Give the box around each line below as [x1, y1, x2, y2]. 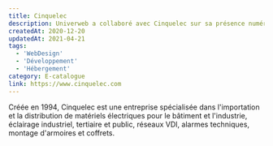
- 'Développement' [15, 58, 79, 66]
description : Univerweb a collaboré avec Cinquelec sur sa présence [8, 19, 245, 28]
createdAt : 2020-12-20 [8, 27, 85, 35]
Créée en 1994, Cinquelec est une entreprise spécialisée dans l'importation [8, 102, 260, 112]
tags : [8, 42, 27, 50]
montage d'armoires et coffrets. [8, 127, 115, 138]
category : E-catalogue [8, 72, 85, 80]
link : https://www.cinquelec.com [8, 79, 122, 88]
